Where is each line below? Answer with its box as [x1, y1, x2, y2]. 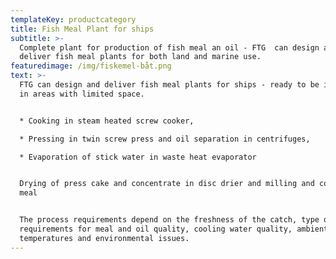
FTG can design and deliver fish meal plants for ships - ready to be [19, 80, 320, 90]
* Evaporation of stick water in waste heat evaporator [19, 152, 257, 162]
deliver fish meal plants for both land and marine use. [19, 52, 262, 62]
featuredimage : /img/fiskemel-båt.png [10, 61, 172, 71]
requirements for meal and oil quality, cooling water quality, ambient [19, 224, 329, 234]
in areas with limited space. [19, 89, 145, 99]
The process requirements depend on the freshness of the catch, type [19, 215, 320, 225]
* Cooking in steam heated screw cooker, [19, 116, 195, 126]
